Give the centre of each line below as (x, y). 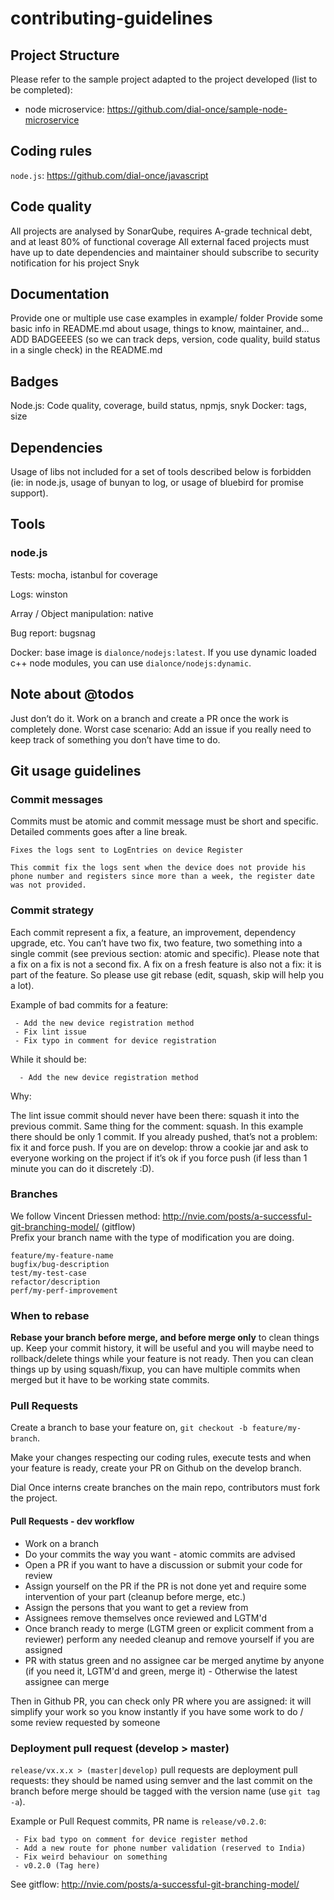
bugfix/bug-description (60, 1264)
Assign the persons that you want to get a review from (136, 1607)
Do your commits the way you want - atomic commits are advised (160, 1554)
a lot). (22, 985)
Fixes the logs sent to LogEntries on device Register (127, 850)
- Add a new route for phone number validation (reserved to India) (160, 1848)
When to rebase (50, 1315)
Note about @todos (72, 694)
